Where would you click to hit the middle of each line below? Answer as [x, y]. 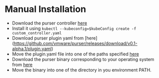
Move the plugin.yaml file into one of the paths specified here [75, 54]
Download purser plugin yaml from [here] [55, 38]
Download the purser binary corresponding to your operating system [83, 59]
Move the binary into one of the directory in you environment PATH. [82, 70]
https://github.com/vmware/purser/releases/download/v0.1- [75, 43]
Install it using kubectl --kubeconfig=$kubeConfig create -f [74, 28]
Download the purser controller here [49, 23]
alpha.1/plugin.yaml [32, 48]
